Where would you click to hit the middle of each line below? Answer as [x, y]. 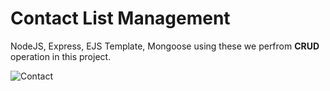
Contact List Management [120, 18]
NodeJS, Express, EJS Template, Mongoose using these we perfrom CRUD [165, 46]
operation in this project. [61, 56]
